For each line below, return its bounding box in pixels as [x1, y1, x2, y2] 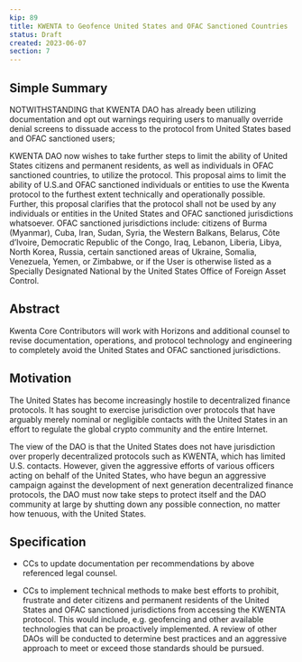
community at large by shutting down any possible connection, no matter [9, 499, 281, 509]
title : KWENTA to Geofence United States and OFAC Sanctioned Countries [9, 22, 288, 31]
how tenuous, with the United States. [9, 508, 147, 519]
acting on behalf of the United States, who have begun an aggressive [9, 470, 267, 480]
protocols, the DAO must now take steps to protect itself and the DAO [9, 489, 267, 499]
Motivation [9, 371, 72, 387]
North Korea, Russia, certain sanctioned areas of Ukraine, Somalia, [9, 246, 257, 257]
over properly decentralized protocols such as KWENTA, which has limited [9, 451, 286, 462]
